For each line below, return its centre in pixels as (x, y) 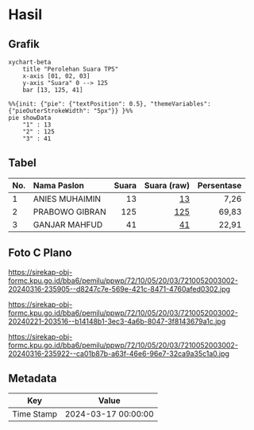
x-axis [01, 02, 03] (56, 76)
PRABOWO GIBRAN (69, 211)
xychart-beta (30, 62)
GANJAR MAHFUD (68, 224)
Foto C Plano (40, 253)
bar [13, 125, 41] (53, 90)
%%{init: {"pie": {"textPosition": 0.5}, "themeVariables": (110, 104)
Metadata (33, 379)
